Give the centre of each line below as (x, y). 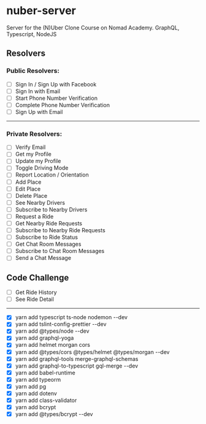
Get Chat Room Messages (48, 244)
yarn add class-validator (46, 400)
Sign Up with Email (39, 112)
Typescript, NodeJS (32, 34)
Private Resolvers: (34, 134)
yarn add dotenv (36, 393)
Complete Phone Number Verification (63, 105)
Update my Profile (38, 161)
